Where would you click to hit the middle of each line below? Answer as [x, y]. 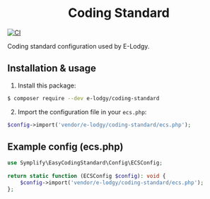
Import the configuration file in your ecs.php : [82, 111]
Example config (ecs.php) [65, 146]
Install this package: [47, 85]
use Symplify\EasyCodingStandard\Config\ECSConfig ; [85, 163]
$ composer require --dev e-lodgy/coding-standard [83, 98]
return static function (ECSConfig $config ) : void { [87, 176]
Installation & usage [52, 68]
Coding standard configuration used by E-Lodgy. [78, 46]
